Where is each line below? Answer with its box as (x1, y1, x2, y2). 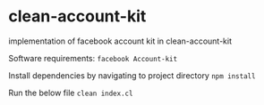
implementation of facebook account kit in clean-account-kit (8, 36, 233, 46)
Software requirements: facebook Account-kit (8, 52, 178, 63)
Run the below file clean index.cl (8, 87, 133, 98)
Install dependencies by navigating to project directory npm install (8, 69, 256, 81)
